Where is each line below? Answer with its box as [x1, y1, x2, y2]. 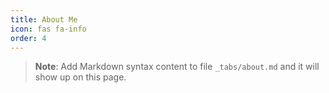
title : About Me [10, 14, 78, 25]
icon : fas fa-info [10, 24, 87, 34]
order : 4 [10, 33, 47, 43]
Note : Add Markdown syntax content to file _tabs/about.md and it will [34, 61, 320, 73]
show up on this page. [34, 71, 127, 83]
